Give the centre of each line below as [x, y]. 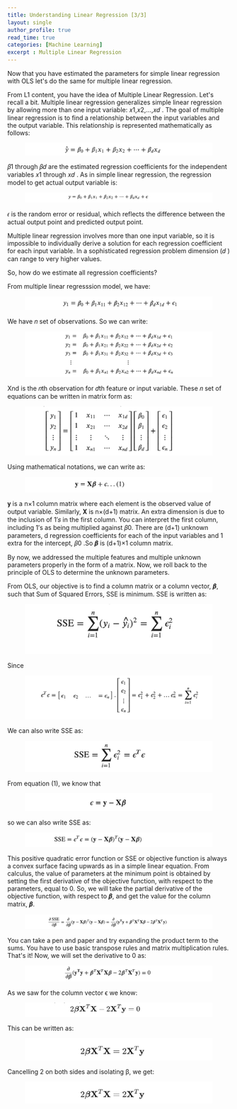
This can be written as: [41, 1028]
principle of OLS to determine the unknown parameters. [88, 572]
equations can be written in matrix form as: [70, 396]
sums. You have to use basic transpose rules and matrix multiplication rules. [118, 948]
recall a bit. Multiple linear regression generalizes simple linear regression [115, 102]
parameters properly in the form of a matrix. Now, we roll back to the [107, 565]
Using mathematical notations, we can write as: [76, 467]
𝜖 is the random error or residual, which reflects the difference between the [116, 214]
